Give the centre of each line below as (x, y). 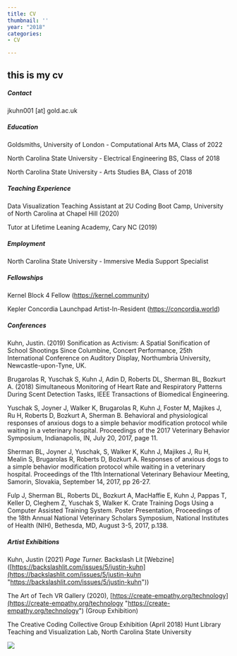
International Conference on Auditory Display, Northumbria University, (109, 358)
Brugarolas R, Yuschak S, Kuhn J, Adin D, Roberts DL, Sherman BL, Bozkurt (116, 380)
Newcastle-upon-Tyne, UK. (47, 365)
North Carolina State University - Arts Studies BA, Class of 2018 (100, 172)
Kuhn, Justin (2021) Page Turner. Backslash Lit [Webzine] (91, 560)
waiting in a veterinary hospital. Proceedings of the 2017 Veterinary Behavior (119, 430)
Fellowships (25, 277)
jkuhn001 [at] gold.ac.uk (42, 111)
